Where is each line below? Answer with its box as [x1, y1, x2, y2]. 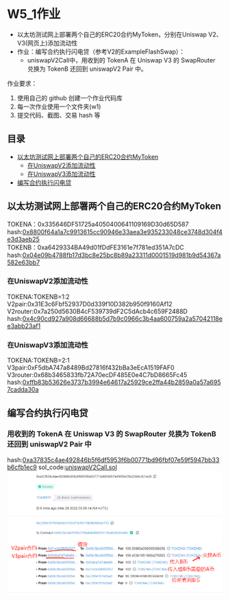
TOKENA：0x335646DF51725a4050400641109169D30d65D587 [7, 220, 190, 228]
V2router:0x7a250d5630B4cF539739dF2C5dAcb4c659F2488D [7, 307, 188, 315]
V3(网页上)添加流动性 [16, 38, 78, 47]
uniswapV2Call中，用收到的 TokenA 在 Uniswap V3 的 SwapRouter [27, 56, 216, 64]
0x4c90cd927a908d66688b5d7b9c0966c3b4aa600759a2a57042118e [22, 314, 223, 323]
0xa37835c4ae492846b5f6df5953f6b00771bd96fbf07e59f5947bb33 [22, 455, 220, 464]
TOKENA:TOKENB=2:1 [7, 356, 70, 365]
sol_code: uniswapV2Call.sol [38, 463, 118, 471]
